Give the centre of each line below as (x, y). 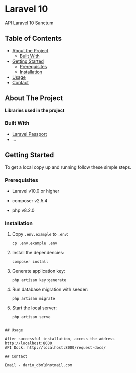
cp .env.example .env (35, 243)
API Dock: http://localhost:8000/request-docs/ (56, 348)
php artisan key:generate (39, 280)
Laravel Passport (30, 134)
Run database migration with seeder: (50, 290)
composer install (30, 262)
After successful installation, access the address (60, 339)
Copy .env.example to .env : (40, 234)
